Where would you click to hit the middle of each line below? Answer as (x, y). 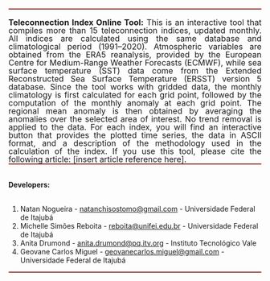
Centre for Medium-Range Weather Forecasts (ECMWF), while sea (135, 62)
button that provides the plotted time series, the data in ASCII (135, 135)
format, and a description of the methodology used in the (135, 143)
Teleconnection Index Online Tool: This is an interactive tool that (135, 22)
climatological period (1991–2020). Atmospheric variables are (135, 46)
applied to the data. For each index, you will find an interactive (135, 127)
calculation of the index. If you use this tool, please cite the (135, 151)
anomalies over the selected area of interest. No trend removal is (135, 119)
